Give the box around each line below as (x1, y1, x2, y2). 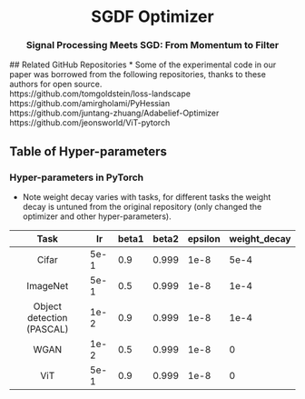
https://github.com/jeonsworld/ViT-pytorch (9, 117, 171, 128)
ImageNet (26, 280, 69, 293)
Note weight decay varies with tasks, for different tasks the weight (22, 192, 271, 203)
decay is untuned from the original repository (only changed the (22, 202, 262, 213)
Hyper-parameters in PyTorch (9, 171, 144, 184)
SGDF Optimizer (90, 6, 215, 27)
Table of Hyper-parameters (9, 144, 168, 159)
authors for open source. (9, 79, 103, 90)
